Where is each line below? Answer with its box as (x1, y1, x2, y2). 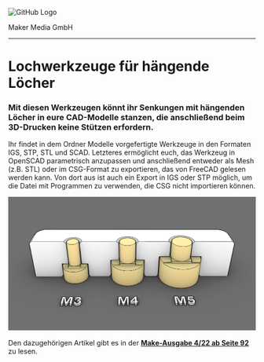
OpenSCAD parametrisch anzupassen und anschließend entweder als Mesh (8, 156, 255, 166)
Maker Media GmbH (8, 23, 73, 31)
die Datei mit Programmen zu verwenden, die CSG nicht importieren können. (8, 181, 256, 191)
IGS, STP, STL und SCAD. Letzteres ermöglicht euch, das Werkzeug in (8, 148, 236, 157)
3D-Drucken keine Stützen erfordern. (8, 122, 154, 133)
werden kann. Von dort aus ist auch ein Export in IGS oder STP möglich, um (8, 173, 253, 182)
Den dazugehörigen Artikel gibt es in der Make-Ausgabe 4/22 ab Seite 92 (8, 338, 250, 347)
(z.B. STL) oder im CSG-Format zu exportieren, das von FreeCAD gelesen (8, 165, 246, 174)
